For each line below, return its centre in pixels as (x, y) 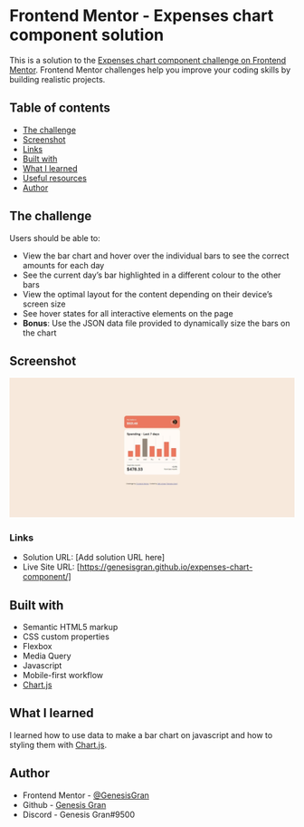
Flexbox (37, 647)
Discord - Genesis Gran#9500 (79, 814)
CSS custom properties (66, 637)
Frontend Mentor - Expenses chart (142, 16)
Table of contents (60, 108)
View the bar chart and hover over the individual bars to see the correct (156, 256)
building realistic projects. (57, 79)
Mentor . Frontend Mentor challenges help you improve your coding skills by (150, 70)
